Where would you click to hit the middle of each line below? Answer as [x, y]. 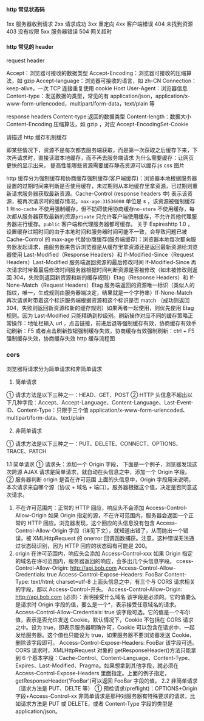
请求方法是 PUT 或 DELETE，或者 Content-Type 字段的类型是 [97, 703]
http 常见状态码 [25, 9]
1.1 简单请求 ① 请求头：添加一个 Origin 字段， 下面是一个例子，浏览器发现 [99, 464]
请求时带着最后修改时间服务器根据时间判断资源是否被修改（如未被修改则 [102, 270]
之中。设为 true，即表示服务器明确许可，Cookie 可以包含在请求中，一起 [105, 627]
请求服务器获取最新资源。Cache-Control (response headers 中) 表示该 [99, 194]
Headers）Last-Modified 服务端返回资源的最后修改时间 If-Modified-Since [98, 262]
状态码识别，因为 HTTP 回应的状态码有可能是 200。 [85, 545]
